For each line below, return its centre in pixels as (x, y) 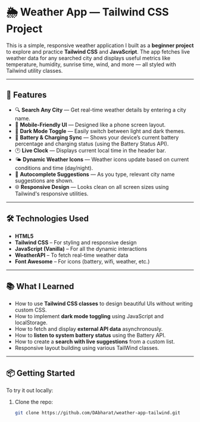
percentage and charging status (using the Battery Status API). (92, 144)
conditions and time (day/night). (54, 167)
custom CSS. (31, 310)
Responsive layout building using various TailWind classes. (87, 348)
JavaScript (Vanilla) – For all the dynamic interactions (81, 249)
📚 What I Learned (40, 286)
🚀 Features (26, 95)
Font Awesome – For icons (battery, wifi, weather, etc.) (82, 261)
